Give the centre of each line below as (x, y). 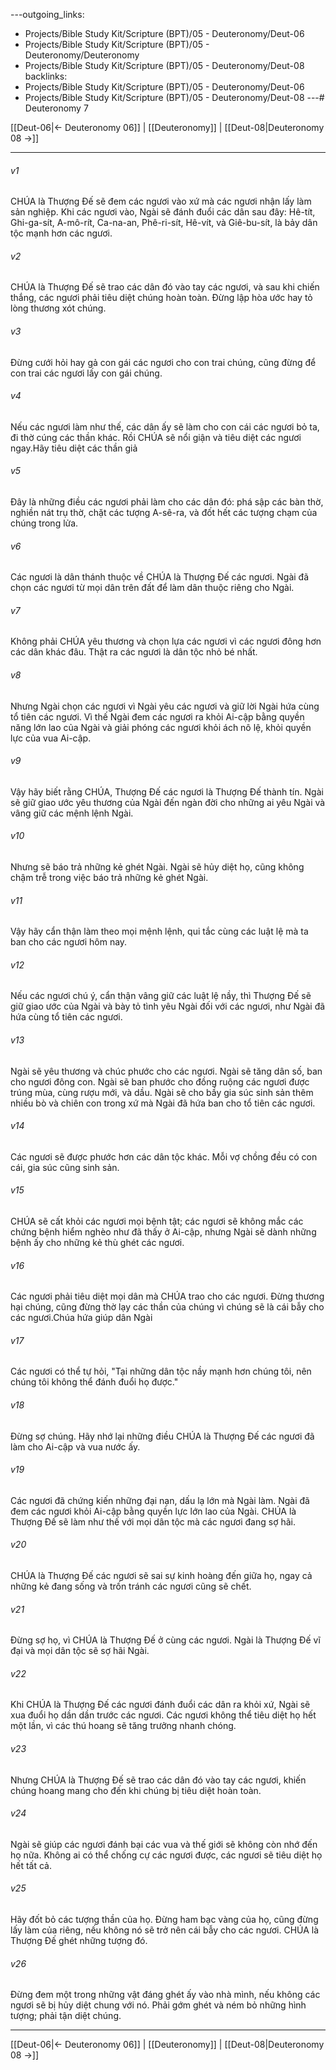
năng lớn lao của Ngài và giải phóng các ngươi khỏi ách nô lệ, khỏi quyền (161, 727)
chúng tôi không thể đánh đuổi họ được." (94, 1382)
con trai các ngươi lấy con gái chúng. (86, 373)
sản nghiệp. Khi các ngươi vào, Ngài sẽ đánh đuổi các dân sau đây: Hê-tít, (163, 212)
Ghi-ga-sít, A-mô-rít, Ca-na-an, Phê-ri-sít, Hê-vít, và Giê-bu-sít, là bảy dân (164, 223)
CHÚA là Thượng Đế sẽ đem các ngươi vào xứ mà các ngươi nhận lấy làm (161, 201)
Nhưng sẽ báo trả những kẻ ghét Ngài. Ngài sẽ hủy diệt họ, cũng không (157, 867)
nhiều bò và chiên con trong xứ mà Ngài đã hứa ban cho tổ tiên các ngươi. (163, 1103)
